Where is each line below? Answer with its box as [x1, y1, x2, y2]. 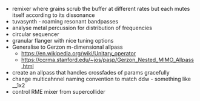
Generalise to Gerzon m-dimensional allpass [12, 43, 123, 50]
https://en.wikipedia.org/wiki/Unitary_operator [21, 50, 136, 57]
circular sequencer [12, 31, 59, 38]
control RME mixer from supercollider [12, 88, 105, 95]
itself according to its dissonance [12, 11, 95, 19]
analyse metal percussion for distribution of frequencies [12, 24, 153, 31]
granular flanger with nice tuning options [12, 37, 114, 44]
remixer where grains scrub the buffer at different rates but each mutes [12, 5, 190, 12]
